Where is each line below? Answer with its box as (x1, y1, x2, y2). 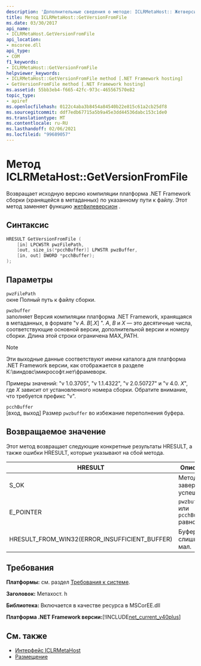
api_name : (6, 25, 31, 32)
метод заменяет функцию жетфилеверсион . (6, 202, 121, 210)
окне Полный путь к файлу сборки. (6, 296, 96, 303)
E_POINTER (9, 508, 42, 516)
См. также (6, 631, 48, 641)
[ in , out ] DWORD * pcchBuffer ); (17, 253, 95, 259)
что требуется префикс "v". (6, 392, 77, 400)
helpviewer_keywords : (6, 70, 60, 76)
